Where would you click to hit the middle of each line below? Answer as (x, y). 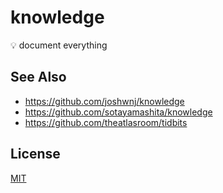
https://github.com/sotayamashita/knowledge (118, 112)
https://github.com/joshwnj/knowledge (104, 101)
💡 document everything (59, 45)
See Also (38, 77)
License (35, 154)
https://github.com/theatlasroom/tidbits (106, 122)
